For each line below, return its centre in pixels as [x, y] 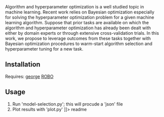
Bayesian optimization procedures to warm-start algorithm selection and [79, 44]
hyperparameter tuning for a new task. [44, 49]
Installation [23, 65]
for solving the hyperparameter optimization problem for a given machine [80, 17]
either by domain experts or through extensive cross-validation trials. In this [82, 33]
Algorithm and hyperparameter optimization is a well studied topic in [75, 7]
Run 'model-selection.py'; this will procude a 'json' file [67, 104]
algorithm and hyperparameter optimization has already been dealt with [78, 28]
